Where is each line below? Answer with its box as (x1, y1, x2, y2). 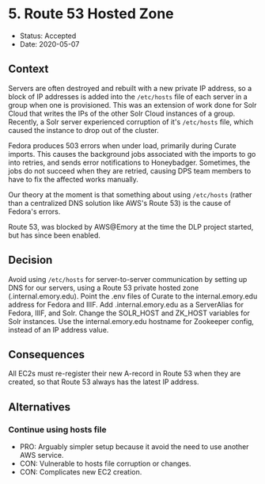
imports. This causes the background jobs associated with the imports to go (8, 149, 256, 158)
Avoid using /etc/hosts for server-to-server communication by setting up (8, 274, 248, 284)
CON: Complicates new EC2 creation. (19, 467, 142, 477)
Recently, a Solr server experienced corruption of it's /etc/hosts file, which (8, 116, 254, 127)
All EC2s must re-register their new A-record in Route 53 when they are (8, 369, 241, 379)
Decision (8, 253, 53, 267)
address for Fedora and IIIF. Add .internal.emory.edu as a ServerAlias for (8, 299, 244, 309)
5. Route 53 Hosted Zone (8, 5, 174, 23)
